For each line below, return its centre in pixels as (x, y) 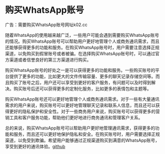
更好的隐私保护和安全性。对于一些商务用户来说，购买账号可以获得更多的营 (84, 111)
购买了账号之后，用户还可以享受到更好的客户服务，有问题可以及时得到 (80, 82)
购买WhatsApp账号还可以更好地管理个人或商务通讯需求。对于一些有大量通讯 (82, 99)
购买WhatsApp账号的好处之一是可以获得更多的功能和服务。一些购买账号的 (80, 70)
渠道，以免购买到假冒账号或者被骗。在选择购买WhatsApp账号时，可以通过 (80, 53)
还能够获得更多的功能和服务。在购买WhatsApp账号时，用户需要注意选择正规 (82, 47)
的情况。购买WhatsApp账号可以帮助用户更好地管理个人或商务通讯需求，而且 (82, 41)
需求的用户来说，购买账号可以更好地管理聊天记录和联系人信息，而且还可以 (80, 105)
